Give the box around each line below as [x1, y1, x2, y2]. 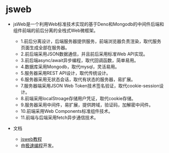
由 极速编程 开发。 [20, 142, 57, 148]
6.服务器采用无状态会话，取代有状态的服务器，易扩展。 [20, 76, 136, 82]
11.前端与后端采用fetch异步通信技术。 [20, 114, 99, 120]
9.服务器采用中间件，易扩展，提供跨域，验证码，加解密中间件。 [20, 102, 153, 108]
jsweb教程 [20, 136, 43, 142]
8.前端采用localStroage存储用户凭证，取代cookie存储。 [20, 95, 136, 101]
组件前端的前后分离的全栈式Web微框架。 [13, 27, 98, 34]
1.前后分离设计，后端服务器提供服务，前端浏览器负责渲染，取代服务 [20, 38, 161, 44]
